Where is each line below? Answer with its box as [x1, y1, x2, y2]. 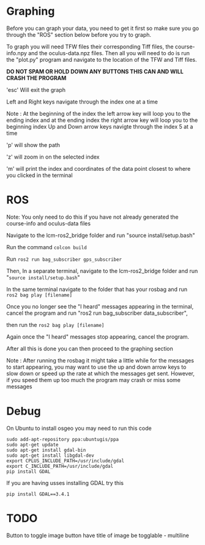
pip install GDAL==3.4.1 [6, 491, 70, 497]
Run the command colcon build [6, 243, 87, 250]
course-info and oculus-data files [6, 219, 91, 227]
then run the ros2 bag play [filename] [6, 321, 105, 328]
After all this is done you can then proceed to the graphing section [6, 345, 173, 352]
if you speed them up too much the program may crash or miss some [6, 376, 181, 383]
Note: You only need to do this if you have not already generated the [6, 213, 179, 220]
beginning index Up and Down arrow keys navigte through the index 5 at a [6, 122, 193, 130]
